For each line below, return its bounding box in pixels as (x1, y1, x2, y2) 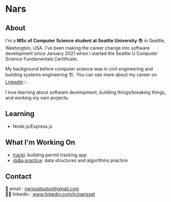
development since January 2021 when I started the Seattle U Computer (5, 50, 158, 57)
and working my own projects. (5, 95, 69, 101)
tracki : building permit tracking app (12, 152, 87, 158)
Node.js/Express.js (12, 123, 53, 129)
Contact (5, 172, 32, 181)
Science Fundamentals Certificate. (5, 56, 78, 62)
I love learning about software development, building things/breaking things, (5, 89, 166, 95)
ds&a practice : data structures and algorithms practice (12, 157, 128, 163)
